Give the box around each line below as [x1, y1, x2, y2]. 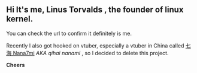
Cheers [6, 61, 25, 68]
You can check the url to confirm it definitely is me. [6, 30, 132, 37]
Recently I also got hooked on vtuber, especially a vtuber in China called [6, 42, 184, 49]
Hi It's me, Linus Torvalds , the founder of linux [6, 5, 184, 15]
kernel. [6, 14, 34, 24]
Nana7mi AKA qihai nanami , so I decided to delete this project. [13, 49, 169, 56]
